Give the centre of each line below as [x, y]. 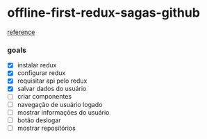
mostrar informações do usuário [63, 112]
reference [21, 32]
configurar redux [41, 73]
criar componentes [44, 97]
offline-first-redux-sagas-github [104, 13]
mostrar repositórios [47, 128]
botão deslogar [39, 120]
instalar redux [37, 65]
